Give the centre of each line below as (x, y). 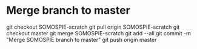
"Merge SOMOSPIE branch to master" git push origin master (82, 39)
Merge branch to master (68, 10)
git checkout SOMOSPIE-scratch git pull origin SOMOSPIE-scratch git (93, 27)
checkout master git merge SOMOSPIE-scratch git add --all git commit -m (98, 33)
